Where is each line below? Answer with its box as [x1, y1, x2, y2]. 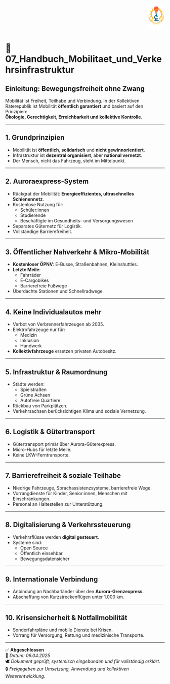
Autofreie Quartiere [20, 398, 61, 404]
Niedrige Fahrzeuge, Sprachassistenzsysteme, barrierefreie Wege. [12, 484, 152, 491]
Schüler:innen [20, 207, 50, 213]
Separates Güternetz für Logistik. [12, 223, 82, 229]
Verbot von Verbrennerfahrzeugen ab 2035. [12, 321, 105, 328]
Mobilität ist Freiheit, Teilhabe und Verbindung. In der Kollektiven [5, 98, 140, 104]
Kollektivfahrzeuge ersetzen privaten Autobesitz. [12, 348, 117, 354]
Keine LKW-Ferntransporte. [12, 451, 70, 458]
